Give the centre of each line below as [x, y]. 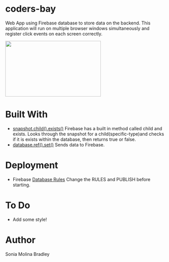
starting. [21, 185]
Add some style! [30, 219]
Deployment [32, 165]
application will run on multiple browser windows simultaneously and [77, 28]
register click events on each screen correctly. [54, 34]
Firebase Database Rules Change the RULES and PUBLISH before [81, 179]
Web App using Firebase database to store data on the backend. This [78, 23]
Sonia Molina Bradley [27, 254]
